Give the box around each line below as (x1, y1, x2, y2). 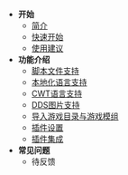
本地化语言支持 (31, 77, 87, 87)
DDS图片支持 (31, 100, 80, 110)
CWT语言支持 (31, 88, 83, 99)
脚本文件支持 (31, 65, 79, 76)
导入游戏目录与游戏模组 (31, 111, 119, 122)
